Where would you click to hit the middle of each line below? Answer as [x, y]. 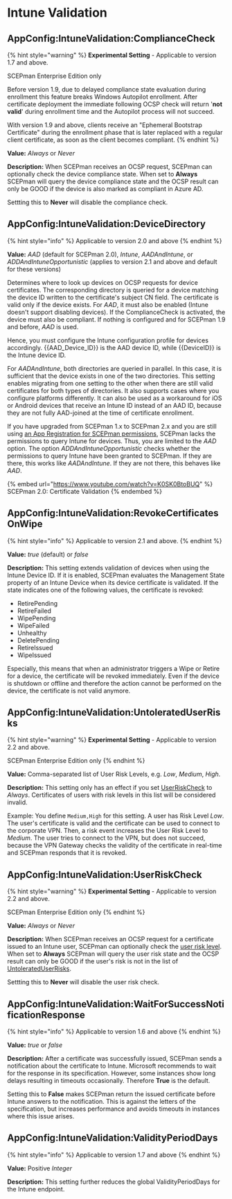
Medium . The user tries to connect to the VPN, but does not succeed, [106, 838]
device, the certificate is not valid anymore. [69, 691]
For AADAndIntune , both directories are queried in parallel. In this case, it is [115, 368]
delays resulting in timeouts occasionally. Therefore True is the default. [109, 1081]
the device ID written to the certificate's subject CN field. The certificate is [113, 297]
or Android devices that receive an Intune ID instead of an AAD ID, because [114, 405]
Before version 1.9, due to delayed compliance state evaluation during [107, 89]
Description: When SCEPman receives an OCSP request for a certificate [110, 939]
